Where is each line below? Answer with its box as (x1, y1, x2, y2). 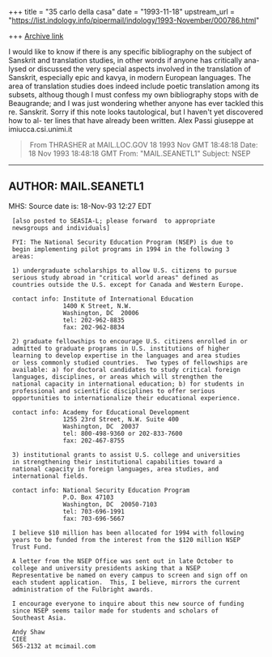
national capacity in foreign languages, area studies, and (11, 465, 219, 473)
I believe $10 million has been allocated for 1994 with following (11, 528, 244, 537)
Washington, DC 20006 (62, 309, 139, 317)
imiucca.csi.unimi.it (8, 125, 73, 134)
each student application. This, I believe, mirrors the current (11, 578, 241, 587)
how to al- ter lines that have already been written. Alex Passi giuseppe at (8, 116, 254, 125)
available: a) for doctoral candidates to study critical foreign (11, 365, 241, 373)
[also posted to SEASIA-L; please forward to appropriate (11, 216, 216, 225)
